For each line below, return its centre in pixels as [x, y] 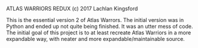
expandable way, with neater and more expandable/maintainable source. [95, 39]
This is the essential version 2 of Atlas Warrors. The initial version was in [95, 20]
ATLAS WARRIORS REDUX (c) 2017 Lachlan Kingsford [72, 9]
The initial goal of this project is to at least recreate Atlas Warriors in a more [99, 33]
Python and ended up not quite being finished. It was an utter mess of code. [100, 26]
